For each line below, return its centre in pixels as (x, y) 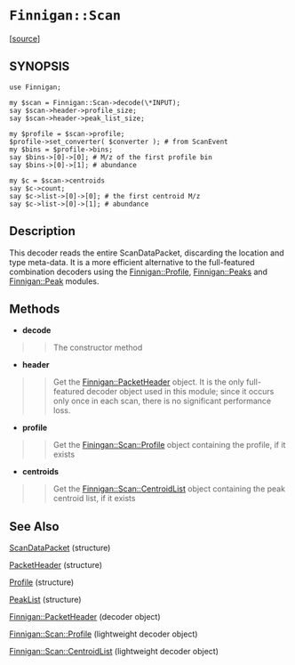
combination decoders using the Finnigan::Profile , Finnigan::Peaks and (139, 272)
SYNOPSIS (40, 66)
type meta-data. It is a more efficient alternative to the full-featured (132, 262)
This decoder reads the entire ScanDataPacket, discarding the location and (147, 253)
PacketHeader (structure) (56, 565)
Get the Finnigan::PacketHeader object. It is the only (148, 382)
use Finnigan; (36, 87)
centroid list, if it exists (94, 499)
